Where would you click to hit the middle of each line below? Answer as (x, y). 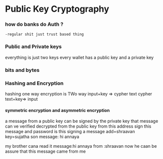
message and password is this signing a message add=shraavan (70, 132)
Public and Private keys (33, 46)
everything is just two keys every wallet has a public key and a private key (79, 57)
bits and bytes (22, 70)
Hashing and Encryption (34, 83)
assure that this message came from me (46, 151)
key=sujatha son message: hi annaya (42, 137)
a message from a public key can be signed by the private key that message (82, 121)
